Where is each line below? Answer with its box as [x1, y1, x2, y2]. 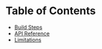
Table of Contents [5, 4, 96, 18]
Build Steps [14, 24, 43, 31]
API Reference [14, 30, 50, 37]
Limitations [14, 36, 42, 43]
